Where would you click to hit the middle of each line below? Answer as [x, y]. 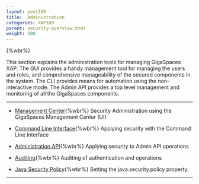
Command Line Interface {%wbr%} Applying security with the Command [103, 129]
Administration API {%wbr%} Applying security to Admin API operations [102, 147]
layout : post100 [26, 12]
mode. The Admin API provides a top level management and [106, 87]
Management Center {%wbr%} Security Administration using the [93, 111]
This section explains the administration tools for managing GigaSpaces [94, 62]
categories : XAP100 [30, 23]
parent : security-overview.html [46, 28]
